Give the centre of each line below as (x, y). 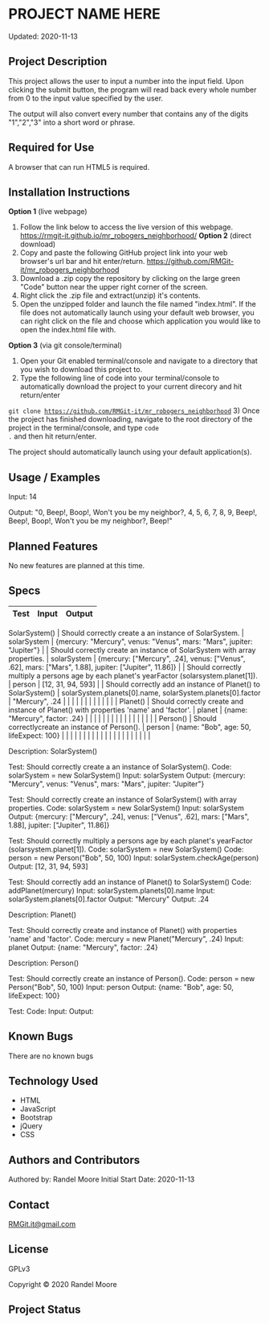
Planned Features (53, 546)
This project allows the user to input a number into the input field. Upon (126, 80)
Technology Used (53, 1081)
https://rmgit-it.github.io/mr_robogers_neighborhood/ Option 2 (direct (135, 236)
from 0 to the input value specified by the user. (86, 98)
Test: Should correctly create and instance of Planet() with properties (123, 930)
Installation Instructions (69, 192)
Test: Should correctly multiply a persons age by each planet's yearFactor (130, 840)
